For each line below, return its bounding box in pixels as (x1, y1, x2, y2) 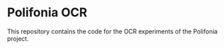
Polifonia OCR (7, 5, 88, 20)
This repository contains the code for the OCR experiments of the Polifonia (7, 27, 218, 35)
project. (7, 34, 29, 42)
